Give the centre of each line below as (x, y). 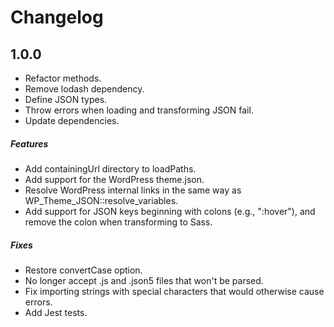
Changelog (57, 17)
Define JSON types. (66, 99)
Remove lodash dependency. (84, 89)
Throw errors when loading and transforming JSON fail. (139, 110)
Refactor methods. (63, 78)
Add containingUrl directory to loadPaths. (110, 168)
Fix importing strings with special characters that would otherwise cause (174, 291)
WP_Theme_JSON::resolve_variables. (101, 200)
